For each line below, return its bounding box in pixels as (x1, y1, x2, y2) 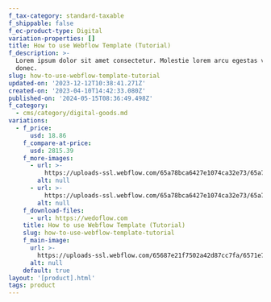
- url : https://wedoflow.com (29, 214, 128, 222)
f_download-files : (23, 206, 85, 214)
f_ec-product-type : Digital (8, 27, 103, 35)
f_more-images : (23, 154, 74, 162)
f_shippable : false (8, 19, 74, 27)
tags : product (8, 281, 56, 290)
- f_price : (15, 124, 52, 132)
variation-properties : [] (8, 34, 95, 43)
